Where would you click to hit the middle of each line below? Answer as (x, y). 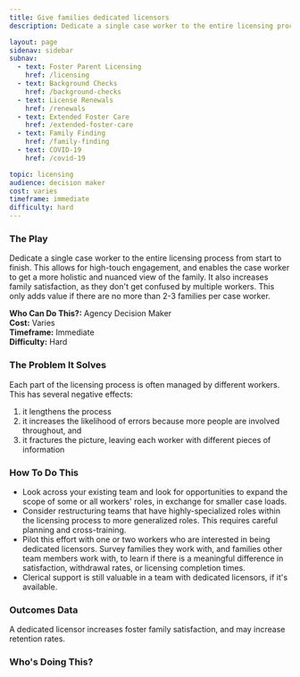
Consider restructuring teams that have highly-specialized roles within (151, 511)
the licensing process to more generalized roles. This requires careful (150, 520)
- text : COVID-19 (50, 150)
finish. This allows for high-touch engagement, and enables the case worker (150, 268)
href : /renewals (56, 108)
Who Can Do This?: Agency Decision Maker (91, 313)
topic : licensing (42, 174)
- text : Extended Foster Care (73, 117)
